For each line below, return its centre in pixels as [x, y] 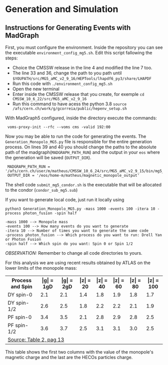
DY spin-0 [20, 295]
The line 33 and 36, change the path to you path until [67, 73]
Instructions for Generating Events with [68, 28]
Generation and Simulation [62, 9]
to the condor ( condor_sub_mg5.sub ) [41, 190]
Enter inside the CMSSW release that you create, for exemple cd [78, 94]
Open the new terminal [36, 89]
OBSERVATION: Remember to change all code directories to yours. [74, 253]
